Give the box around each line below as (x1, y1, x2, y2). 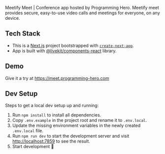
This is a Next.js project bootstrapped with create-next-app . (12, 42, 134, 48)
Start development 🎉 (12, 144, 54, 150)
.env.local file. (12, 128, 43, 134)
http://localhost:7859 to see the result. (12, 138, 90, 144)
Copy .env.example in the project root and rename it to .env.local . (12, 117, 147, 123)
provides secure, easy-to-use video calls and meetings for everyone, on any (5, 10, 160, 16)
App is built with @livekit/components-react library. (12, 47, 117, 54)
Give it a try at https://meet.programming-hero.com (5, 75, 109, 81)
